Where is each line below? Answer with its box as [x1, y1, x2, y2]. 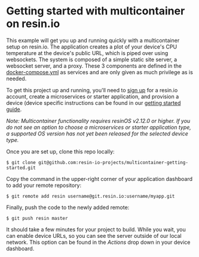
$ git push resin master [6, 215, 68, 221]
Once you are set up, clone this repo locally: [6, 148, 115, 155]
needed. [6, 75, 27, 82]
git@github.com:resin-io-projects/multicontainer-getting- [38, 159, 188, 165]
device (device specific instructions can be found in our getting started [6, 99, 181, 106]
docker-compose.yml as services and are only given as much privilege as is [6, 68, 193, 75]
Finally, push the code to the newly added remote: [6, 204, 130, 211]
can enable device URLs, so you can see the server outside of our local [6, 232, 182, 239]
